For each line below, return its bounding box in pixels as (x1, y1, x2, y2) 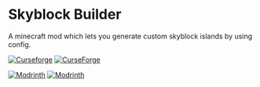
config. (8, 39, 31, 49)
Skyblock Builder (8, 5, 122, 24)
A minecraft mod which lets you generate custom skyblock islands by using (8, 31, 253, 41)
